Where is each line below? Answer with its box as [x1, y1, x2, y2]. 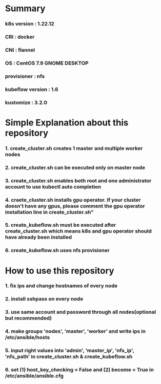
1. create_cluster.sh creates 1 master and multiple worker [5, 145, 143, 151]
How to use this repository [5, 265, 115, 276]
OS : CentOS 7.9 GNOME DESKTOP [5, 60, 89, 66]
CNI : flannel [5, 46, 35, 53]
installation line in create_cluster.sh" [5, 209, 94, 215]
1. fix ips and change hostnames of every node [5, 282, 118, 289]
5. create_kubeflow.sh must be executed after [5, 222, 116, 229]
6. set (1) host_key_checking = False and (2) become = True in [5, 366, 154, 373]
